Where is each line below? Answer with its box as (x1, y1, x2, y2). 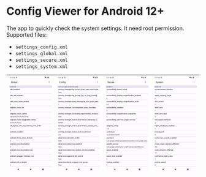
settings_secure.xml (15, 57, 68, 63)
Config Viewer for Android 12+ (6, 4, 164, 18)
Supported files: (6, 31, 47, 38)
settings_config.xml (15, 44, 68, 50)
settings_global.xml (15, 50, 68, 56)
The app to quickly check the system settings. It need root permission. (6, 24, 185, 32)
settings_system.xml (15, 63, 68, 70)
